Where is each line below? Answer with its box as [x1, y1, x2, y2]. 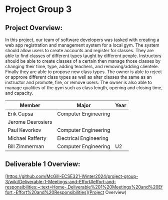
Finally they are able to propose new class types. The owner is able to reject [5, 69, 162, 75]
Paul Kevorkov [7, 127, 41, 133]
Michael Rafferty [7, 135, 46, 141]
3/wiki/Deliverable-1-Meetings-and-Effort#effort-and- [5, 178, 116, 184]
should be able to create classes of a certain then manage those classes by [5, 58, 161, 64]
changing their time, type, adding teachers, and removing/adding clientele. [5, 64, 159, 69]
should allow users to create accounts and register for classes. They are [5, 48, 154, 53]
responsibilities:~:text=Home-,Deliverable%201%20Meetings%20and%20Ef [5, 184, 163, 190]
